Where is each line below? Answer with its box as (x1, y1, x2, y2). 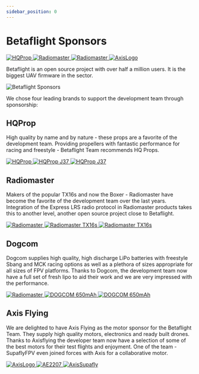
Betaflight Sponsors (6, 34, 107, 47)
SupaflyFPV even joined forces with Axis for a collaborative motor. (6, 349, 168, 356)
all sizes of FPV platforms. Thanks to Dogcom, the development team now (6, 267, 188, 274)
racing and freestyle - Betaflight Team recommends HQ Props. (6, 147, 159, 154)
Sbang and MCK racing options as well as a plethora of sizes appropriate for (6, 261, 193, 268)
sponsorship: (6, 101, 39, 108)
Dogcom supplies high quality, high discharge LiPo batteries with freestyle (6, 255, 188, 261)
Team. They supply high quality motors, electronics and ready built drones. (6, 330, 190, 337)
